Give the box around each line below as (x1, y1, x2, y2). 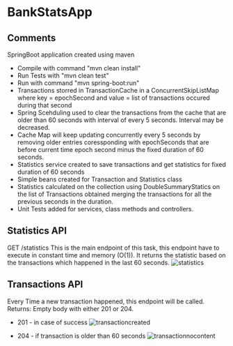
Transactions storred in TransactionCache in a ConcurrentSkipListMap (17, 86, 219, 94)
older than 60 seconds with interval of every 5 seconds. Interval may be (17, 116, 224, 124)
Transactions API (7, 278, 83, 290)
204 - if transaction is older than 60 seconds (17, 331, 146, 340)
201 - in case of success (17, 318, 88, 326)
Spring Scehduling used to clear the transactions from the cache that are (17, 109, 227, 116)
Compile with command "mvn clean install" (17, 64, 141, 72)
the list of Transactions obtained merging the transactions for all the (17, 190, 212, 198)
